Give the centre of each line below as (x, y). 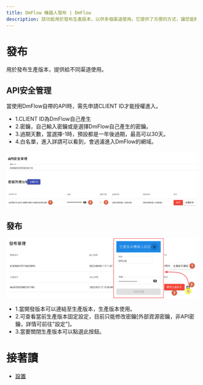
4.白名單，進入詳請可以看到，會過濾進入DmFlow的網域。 (86, 141)
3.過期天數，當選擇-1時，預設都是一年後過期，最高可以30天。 (92, 134)
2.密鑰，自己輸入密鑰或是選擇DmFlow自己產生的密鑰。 (83, 126)
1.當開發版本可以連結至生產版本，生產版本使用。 (75, 309)
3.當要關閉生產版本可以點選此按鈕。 (60, 331)
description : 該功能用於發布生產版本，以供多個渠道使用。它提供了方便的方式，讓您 (98, 19)
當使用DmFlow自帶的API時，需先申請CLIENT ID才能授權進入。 (84, 106)
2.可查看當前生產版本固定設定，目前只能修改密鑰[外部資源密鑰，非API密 (105, 316)
